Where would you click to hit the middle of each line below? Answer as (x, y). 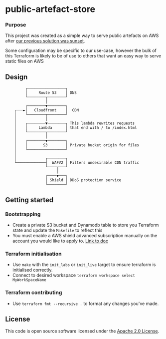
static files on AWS (24, 61)
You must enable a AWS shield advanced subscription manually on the (85, 235)
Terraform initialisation (34, 254)
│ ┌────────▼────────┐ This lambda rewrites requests (75, 123)
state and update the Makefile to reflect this (57, 230)
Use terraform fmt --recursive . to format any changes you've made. (85, 304)
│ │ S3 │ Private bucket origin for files (77, 145)
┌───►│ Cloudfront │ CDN (47, 110)
